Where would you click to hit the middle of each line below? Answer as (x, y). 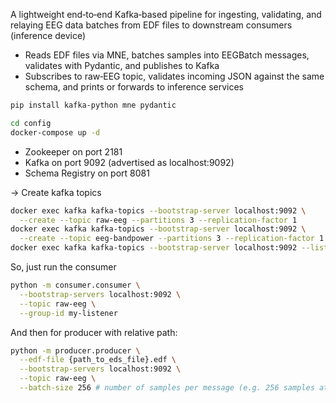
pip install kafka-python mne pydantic (93, 105)
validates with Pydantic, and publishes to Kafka (122, 65)
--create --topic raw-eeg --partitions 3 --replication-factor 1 (158, 220)
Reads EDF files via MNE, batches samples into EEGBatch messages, (167, 55)
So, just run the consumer (63, 267)
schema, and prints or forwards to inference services (134, 87)
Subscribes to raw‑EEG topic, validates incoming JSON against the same (174, 76)
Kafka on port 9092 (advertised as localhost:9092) (129, 162)
